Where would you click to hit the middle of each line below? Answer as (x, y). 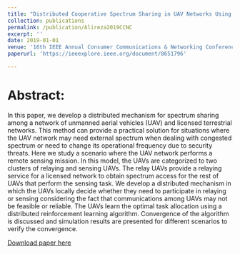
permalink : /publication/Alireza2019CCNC (70, 27)
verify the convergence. (42, 228)
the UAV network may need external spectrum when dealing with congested (120, 138)
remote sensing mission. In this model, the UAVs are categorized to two (112, 161)
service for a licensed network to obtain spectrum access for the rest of (113, 176)
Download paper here (39, 243)
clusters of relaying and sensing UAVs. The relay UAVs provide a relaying (115, 168)
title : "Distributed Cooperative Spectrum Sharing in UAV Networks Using (120, 14)
